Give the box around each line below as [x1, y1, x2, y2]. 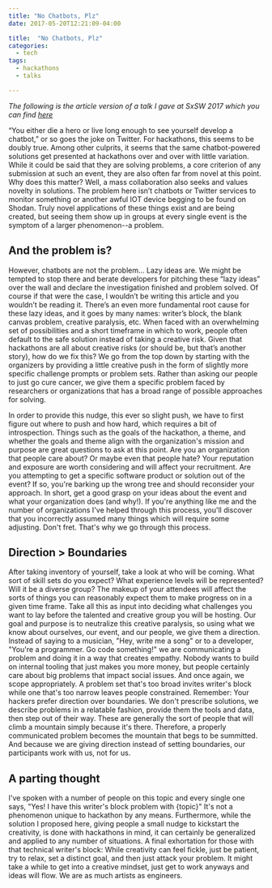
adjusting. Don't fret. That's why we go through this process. [8, 522, 211, 532]
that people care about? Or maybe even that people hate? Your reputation [8, 453, 254, 463]
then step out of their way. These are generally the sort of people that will [8, 714, 253, 723]
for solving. [8, 394, 46, 404]
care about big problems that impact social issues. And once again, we [8, 671, 244, 680]
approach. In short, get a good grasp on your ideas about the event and [8, 487, 247, 497]
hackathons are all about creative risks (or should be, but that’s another [8, 342, 246, 353]
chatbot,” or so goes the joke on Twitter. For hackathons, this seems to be [8, 134, 255, 144]
